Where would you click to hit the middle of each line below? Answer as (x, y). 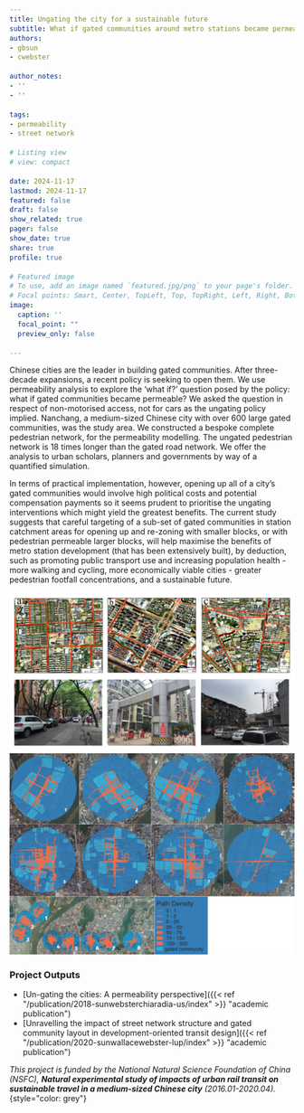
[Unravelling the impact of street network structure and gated (137, 1023)
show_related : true (46, 220)
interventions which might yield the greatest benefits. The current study (143, 513)
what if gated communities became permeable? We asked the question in (146, 399)
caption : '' (40, 315)
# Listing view (38, 153)
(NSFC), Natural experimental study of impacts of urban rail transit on (144, 1080)
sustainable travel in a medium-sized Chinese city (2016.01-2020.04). (142, 1089)
